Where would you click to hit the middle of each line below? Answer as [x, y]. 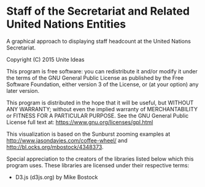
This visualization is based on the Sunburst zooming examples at [88, 134]
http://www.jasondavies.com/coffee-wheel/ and [67, 140]
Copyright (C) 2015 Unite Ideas [45, 59]
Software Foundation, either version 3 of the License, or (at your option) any [102, 84]
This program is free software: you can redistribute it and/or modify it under [102, 71]
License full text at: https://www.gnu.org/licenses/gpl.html [80, 122]
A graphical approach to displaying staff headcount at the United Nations [99, 41]
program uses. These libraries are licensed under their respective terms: [98, 165]
